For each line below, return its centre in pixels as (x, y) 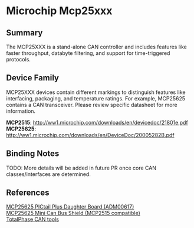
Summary (24, 33)
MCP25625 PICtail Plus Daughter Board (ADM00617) (70, 207)
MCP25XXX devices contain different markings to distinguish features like (96, 92)
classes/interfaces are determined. (49, 174)
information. (21, 111)
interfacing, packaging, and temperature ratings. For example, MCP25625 (96, 98)
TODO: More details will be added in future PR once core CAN (81, 168)
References (28, 193)
